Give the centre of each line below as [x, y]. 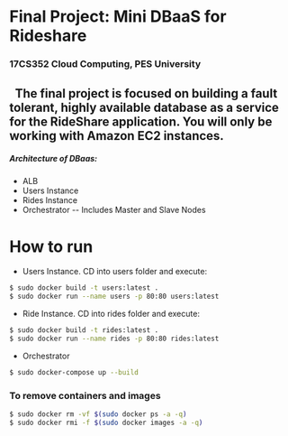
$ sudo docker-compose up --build [74, 372]
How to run [51, 246]
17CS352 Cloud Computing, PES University [105, 64]
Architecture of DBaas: [54, 159]
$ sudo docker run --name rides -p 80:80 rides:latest [114, 339]
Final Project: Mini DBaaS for [118, 17]
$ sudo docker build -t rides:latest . [84, 330]
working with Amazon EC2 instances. [117, 136]
